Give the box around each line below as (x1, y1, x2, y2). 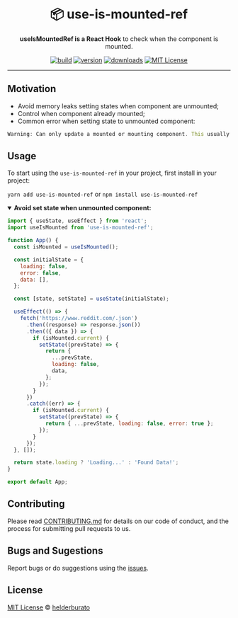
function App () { (7, 237, 59, 244)
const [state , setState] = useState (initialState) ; (13, 295, 170, 302)
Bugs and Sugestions (7, 545, 103, 557)
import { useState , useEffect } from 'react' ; (7, 217, 147, 224)
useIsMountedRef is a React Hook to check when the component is (19, 34, 219, 43)
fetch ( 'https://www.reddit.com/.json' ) (20, 315, 138, 322)
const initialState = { (13, 256, 84, 263)
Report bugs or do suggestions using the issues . (7, 563, 149, 572)
